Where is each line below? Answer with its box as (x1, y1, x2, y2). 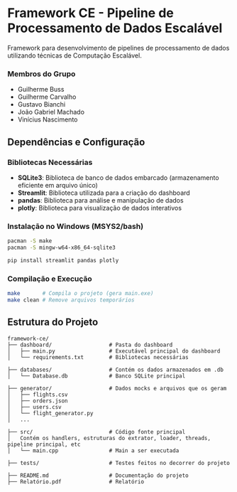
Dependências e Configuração (7, 136, 145, 148)
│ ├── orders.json (7, 397, 69, 405)
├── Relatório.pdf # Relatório (7, 478, 144, 485)
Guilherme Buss (17, 85, 65, 94)
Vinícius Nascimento (17, 115, 78, 124)
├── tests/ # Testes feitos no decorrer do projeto (7, 459, 231, 466)
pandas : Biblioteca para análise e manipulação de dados (17, 196, 184, 204)
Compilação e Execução (7, 274, 92, 284)
